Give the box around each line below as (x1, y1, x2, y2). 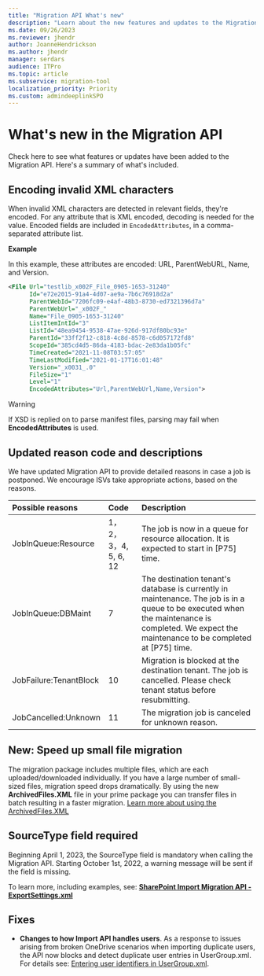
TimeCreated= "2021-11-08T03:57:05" (28, 348, 146, 356)
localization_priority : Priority (8, 84, 118, 93)
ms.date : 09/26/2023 (8, 26, 76, 34)
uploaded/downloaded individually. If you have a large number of (8, 772, 218, 783)
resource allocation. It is (141, 532, 230, 543)
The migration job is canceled (141, 707, 251, 718)
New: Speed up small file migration (8, 744, 183, 757)
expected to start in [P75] (141, 543, 237, 554)
